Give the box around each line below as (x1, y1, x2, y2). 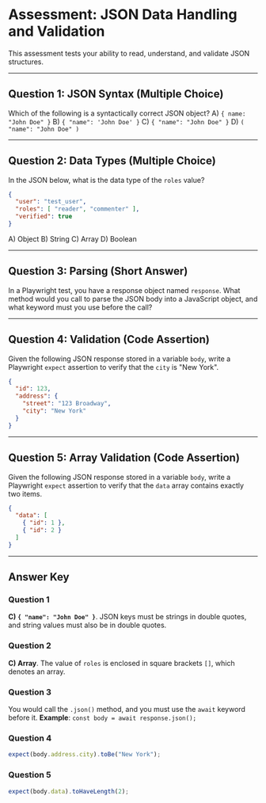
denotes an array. (8, 667, 66, 676)
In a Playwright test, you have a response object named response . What (8, 285, 241, 295)
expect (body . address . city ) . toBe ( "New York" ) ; (8, 751, 161, 759)
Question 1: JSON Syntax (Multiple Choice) (8, 87, 224, 101)
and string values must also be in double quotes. (8, 620, 167, 630)
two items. (8, 489, 43, 498)
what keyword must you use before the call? (8, 303, 153, 312)
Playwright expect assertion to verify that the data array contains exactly (8, 481, 244, 490)
